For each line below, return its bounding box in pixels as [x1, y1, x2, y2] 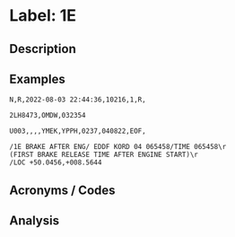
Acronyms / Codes [9, 182, 116, 197]
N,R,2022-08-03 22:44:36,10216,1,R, [9, 95, 146, 104]
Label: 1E [9, 5, 77, 26]
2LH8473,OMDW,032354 [9, 111, 87, 120]
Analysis [9, 213, 60, 229]
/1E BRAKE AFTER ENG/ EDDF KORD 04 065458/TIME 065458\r [9, 143, 227, 152]
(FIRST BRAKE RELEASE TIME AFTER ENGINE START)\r [9, 150, 199, 160]
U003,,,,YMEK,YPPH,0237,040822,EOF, [9, 127, 146, 136]
